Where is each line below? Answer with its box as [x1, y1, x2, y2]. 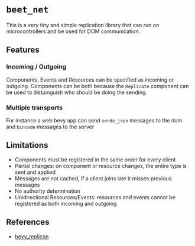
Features [6, 45, 40, 55]
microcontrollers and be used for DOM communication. [6, 28, 141, 35]
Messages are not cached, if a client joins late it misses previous [14, 174, 172, 182]
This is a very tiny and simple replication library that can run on [6, 21, 160, 28]
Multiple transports [6, 103, 63, 112]
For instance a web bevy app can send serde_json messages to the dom [6, 116, 183, 124]
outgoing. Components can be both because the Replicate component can [6, 82, 189, 89]
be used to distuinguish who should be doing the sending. [6, 89, 148, 96]
